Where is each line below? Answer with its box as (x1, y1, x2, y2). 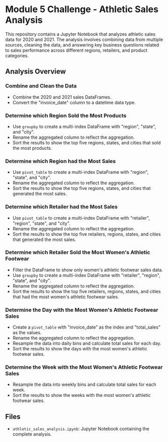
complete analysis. (12, 431, 52, 437)
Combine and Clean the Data (5, 83, 77, 90)
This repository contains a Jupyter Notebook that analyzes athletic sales (5, 31, 156, 37)
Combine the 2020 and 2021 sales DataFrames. (12, 94, 112, 100)
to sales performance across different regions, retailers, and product (5, 47, 148, 53)
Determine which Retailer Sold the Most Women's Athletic (5, 249, 150, 256)
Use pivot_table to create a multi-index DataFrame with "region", (12, 169, 149, 175)
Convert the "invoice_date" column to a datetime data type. (12, 99, 136, 105)
